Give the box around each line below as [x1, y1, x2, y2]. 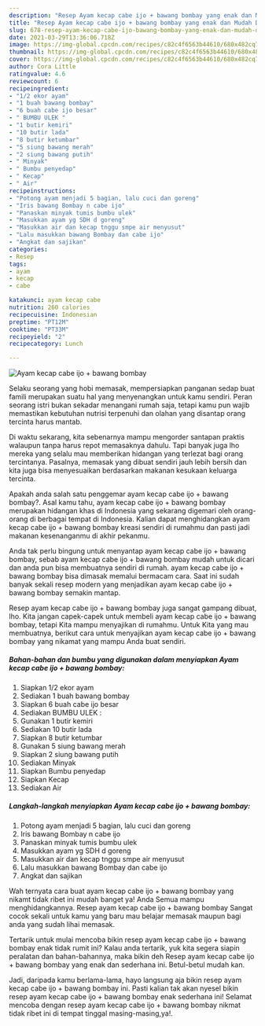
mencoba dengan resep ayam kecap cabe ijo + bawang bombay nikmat [9, 1000, 241, 1010]
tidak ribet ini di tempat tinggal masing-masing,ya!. [9, 1009, 174, 1018]
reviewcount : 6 [9, 77, 59, 85]
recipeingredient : [9, 84, 69, 93]
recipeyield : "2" [9, 333, 66, 340]
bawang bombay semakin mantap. [9, 588, 121, 598]
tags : [9, 260, 27, 268]
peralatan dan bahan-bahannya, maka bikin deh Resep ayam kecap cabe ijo [9, 952, 255, 962]
